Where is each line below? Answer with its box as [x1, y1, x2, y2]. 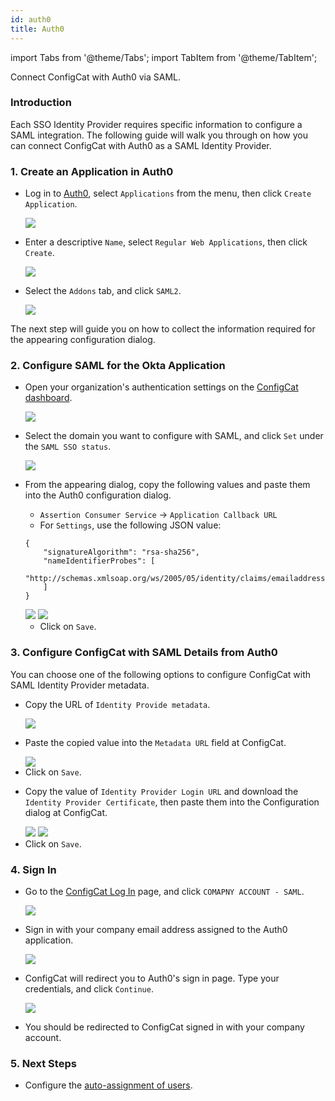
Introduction [10, 96, 72, 110]
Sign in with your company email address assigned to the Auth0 [24, 923, 288, 935]
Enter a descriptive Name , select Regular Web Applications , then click [24, 236, 308, 248]
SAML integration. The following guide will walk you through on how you [10, 129, 308, 141]
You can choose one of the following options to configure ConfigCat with [10, 668, 312, 680]
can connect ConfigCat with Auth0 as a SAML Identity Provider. [10, 139, 272, 151]
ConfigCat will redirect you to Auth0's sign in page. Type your [24, 972, 280, 984]
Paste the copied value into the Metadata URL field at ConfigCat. [24, 736, 287, 748]
